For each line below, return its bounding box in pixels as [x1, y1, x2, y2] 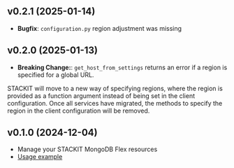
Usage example [17, 153, 63, 161]
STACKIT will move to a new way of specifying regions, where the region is [7, 84, 224, 92]
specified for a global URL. [17, 70, 94, 79]
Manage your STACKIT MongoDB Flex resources [17, 145, 158, 153]
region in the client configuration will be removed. [7, 106, 150, 115]
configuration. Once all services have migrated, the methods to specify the [7, 99, 223, 107]
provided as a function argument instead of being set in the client [7, 91, 196, 100]
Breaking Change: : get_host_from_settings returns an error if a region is [17, 63, 228, 71]
